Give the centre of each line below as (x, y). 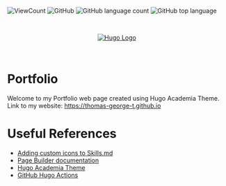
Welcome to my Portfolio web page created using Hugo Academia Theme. (113, 98)
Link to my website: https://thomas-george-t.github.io (84, 105)
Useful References (62, 134)
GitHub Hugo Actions (48, 175)
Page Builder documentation (58, 160)
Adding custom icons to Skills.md (65, 153)
